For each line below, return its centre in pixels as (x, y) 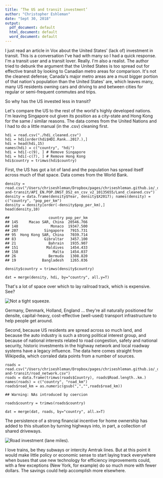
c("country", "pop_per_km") (33, 201)
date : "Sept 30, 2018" (28, 18)
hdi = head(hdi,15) (25, 143)
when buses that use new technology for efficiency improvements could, (78, 460)
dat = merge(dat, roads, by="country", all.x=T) (55, 411)
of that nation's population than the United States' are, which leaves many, (79, 81)
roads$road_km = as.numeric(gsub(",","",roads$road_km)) (64, 386)
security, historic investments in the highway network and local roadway (77, 345)
